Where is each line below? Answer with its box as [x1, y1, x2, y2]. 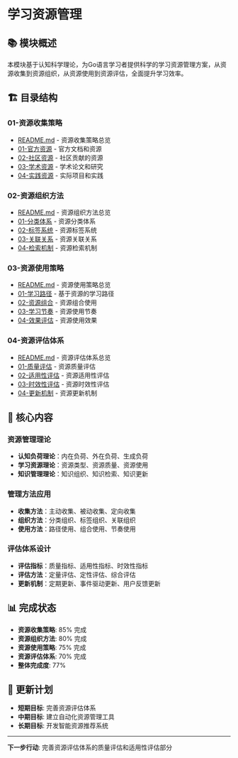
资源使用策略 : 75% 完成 [17, 643, 86, 651]
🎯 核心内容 [7, 411, 53, 423]
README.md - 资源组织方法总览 [17, 207, 111, 217]
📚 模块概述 [7, 37, 57, 49]
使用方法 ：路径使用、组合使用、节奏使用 [17, 524, 136, 533]
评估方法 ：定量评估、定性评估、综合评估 [17, 570, 136, 579]
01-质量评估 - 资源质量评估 [17, 362, 96, 370]
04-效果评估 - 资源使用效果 [17, 316, 98, 325]
